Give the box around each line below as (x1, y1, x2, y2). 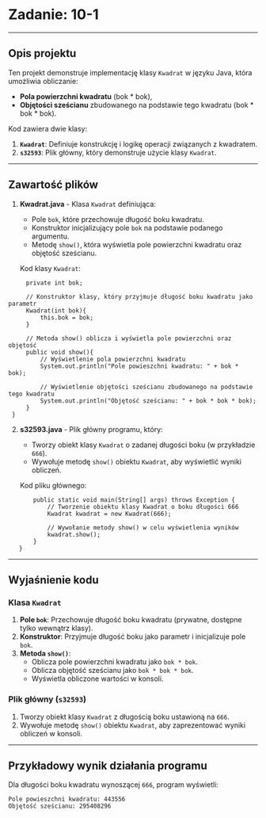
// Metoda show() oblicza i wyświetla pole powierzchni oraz (25, 334, 232, 342)
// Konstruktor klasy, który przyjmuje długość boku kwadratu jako (25, 292, 253, 300)
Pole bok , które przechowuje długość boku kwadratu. (31, 214, 204, 224)
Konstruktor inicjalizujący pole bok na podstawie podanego (31, 223, 223, 232)
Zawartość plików (8, 178, 99, 192)
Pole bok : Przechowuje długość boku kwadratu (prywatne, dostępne (19, 615, 243, 625)
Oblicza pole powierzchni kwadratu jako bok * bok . (31, 657, 198, 667)
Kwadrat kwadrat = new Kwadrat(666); (47, 510, 172, 518)
